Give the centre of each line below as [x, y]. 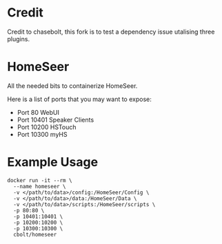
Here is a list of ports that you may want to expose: [79, 99]
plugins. [18, 38]
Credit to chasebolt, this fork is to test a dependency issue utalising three [111, 32]
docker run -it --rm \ [40, 180]
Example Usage [53, 162]
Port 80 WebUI [38, 112]
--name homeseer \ [40, 186]
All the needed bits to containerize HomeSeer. [72, 86]
